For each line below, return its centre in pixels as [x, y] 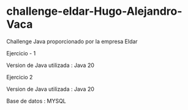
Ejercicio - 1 [21, 53]
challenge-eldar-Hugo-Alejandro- [94, 11]
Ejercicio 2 [20, 77]
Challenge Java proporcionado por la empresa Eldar [72, 41]
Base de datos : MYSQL [36, 101]
